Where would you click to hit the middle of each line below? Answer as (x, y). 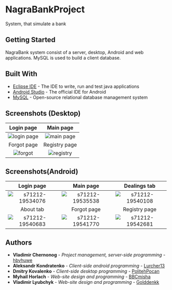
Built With (21, 74)
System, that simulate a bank (36, 24)
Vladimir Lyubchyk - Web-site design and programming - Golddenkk (86, 282)
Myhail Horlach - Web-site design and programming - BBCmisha (82, 277)
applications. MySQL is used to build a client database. (63, 58)
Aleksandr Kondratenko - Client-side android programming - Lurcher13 (89, 266)
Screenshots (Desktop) (43, 113)
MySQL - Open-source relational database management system (80, 97)
